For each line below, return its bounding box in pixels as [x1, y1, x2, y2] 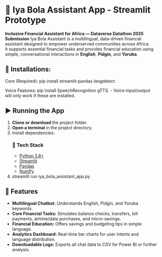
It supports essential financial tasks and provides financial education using [5, 46, 154, 52]
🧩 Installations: [5, 65, 51, 74]
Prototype [5, 15, 46, 26]
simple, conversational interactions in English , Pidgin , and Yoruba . [5, 51, 138, 57]
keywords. [12, 205, 33, 211]
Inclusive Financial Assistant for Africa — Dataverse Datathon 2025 [5, 30, 144, 36]
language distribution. [12, 236, 56, 242]
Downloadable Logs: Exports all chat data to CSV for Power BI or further [12, 242, 157, 247]
